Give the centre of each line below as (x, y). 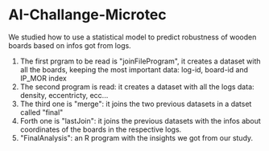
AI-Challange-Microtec (87, 15)
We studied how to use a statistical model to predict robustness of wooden (132, 37)
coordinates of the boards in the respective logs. (101, 129)
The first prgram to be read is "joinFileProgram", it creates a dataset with (140, 61)
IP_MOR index (43, 78)
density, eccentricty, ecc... (64, 95)
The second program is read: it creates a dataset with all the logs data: (137, 87)
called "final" (41, 112)
